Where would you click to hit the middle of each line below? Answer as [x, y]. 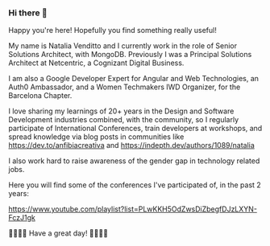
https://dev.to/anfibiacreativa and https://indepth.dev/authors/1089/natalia [132, 146]
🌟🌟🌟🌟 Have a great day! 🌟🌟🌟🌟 [58, 233]
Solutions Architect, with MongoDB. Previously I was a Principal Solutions [130, 55]
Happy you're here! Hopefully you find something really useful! [113, 31]
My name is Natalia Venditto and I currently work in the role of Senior [123, 46]
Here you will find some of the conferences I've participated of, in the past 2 [135, 185]
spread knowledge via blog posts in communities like [96, 137]
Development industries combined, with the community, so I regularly [124, 120]
